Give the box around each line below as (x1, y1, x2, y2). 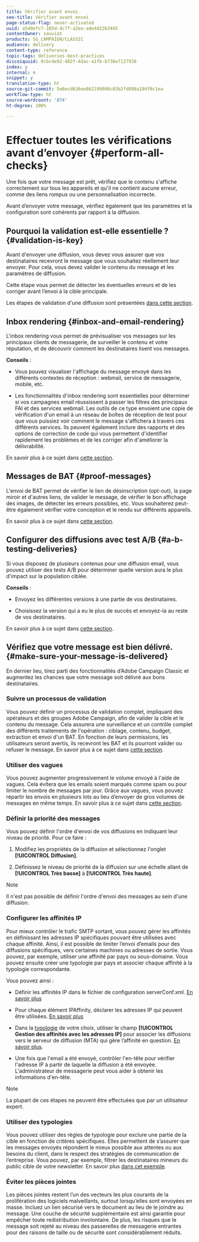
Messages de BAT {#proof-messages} (6, 471, 151, 481)
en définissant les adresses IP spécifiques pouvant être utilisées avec (6, 934, 176, 941)
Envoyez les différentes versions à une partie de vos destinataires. (14, 595, 178, 603)
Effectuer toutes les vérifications (6, 133, 172, 147)
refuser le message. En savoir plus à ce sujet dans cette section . (6, 746, 164, 753)
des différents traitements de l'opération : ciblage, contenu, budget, (6, 727, 172, 734)
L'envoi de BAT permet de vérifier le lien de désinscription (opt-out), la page (6, 487, 192, 494)
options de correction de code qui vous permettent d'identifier (14, 430, 168, 437)
